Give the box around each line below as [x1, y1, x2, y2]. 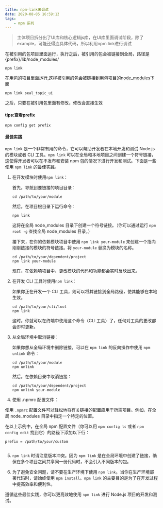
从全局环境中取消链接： [12, 334, 59, 340]
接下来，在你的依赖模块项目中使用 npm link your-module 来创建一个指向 [12, 239, 156, 245]
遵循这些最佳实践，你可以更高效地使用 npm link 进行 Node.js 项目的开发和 [5, 491, 153, 497]
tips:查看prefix [5, 112, 35, 118]
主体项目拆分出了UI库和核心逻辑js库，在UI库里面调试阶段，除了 [16, 35, 144, 40]
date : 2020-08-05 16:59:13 [5, 12, 60, 17]
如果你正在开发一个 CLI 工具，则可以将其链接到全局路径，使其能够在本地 [12, 288, 158, 294]
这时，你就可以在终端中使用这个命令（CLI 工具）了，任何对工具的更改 [12, 317, 152, 323]
